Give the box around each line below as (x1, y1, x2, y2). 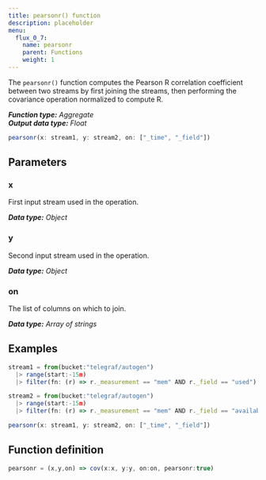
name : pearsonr (22, 41, 73, 49)
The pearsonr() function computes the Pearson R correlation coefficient (8, 77, 243, 87)
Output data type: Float (8, 118, 87, 128)
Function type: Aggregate (8, 109, 94, 119)
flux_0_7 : (15, 33, 47, 42)
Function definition (8, 444, 104, 457)
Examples (8, 342, 58, 355)
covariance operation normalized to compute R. (8, 94, 164, 104)
